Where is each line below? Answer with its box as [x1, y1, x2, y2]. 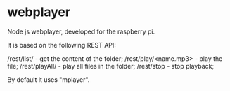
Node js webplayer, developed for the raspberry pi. [7, 27, 155, 36]
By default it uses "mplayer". [7, 75, 90, 84]
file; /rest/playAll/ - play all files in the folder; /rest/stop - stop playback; [7, 62, 215, 70]
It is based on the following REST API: [7, 41, 116, 49]
